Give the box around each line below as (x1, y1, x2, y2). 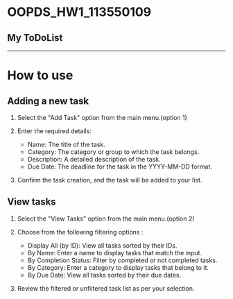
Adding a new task (7, 95, 89, 107)
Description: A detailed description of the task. (27, 155, 161, 163)
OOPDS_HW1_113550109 (7, 4, 152, 20)
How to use (7, 67, 74, 83)
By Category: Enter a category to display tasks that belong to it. (27, 263, 209, 271)
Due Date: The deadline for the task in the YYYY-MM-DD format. (27, 162, 213, 171)
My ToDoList (7, 32, 63, 44)
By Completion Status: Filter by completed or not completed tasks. (27, 256, 218, 264)
